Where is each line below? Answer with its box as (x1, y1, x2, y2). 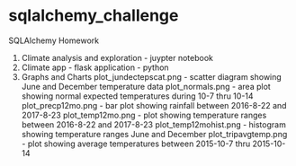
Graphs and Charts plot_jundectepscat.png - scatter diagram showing (21, 71, 283, 82)
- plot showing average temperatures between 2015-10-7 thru (21, 138, 251, 149)
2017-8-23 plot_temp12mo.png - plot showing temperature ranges (21, 109, 267, 120)
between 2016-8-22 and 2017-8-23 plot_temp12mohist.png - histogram (21, 118, 287, 130)
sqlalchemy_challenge (8, 5, 179, 26)
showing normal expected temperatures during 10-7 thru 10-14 (21, 91, 254, 101)
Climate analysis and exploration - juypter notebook (21, 52, 213, 63)
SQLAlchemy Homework (8, 35, 100, 46)
